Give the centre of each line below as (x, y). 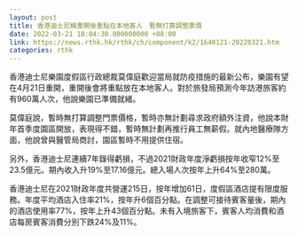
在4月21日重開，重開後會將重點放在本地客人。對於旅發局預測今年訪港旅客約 (148, 88)
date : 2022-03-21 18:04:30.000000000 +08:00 (93, 34)
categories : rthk (41, 51)
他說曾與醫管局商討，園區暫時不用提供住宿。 (106, 140)
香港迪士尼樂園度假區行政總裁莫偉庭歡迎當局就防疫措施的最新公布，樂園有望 (149, 77)
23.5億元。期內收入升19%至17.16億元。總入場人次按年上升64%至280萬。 (142, 170)
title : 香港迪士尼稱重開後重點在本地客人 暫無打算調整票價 (106, 26)
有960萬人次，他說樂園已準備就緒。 (75, 99)
